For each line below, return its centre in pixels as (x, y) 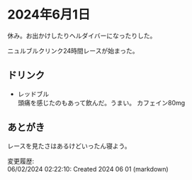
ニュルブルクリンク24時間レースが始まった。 (73, 51)
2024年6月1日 (49, 15)
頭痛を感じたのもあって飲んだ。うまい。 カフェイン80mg (101, 102)
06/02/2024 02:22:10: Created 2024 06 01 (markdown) (88, 169)
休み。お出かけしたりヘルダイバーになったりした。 (82, 36)
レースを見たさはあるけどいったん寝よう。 (69, 146)
